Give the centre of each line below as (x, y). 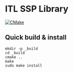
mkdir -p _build (21, 49)
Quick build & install (36, 37)
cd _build (15, 53)
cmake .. (14, 57)
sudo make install (24, 65)
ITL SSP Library (37, 9)
